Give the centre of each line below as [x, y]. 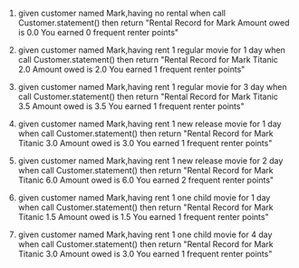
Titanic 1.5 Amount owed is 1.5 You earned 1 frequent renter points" [143, 217]
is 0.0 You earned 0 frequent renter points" [98, 32]
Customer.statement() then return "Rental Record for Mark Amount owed [154, 23]
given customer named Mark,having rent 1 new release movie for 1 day [149, 124]
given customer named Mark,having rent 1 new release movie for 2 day [150, 161]
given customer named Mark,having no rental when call [122, 13]
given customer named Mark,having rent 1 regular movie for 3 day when [152, 87]
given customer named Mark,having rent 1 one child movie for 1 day [144, 198]
